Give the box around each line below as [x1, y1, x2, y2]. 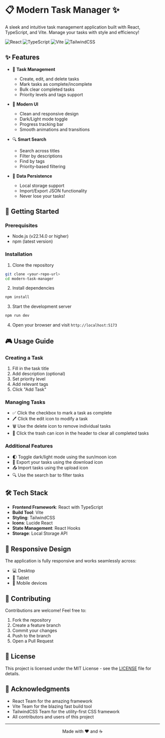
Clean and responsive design [19, 111, 79, 116]
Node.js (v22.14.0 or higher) [12, 233, 69, 239]
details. [5, 670, 20, 676]
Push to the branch [12, 632, 51, 638]
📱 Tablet [12, 575, 29, 581]
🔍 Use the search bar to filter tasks [12, 472, 84, 478]
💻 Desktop [12, 568, 35, 574]
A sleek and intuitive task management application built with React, [5, 24, 141, 30]
